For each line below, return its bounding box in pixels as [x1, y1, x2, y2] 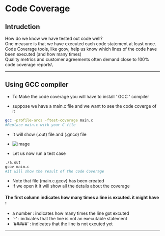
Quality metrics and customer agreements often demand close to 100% [5, 57, 150, 62]
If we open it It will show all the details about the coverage [12, 183, 130, 189]
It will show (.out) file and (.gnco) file [12, 131, 87, 137]
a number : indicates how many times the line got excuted [12, 210, 129, 216]
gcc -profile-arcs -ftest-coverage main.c [5, 118, 93, 123]
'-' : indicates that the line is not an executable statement [12, 216, 128, 222]
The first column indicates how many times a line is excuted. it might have [5, 194, 159, 200]
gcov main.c [5, 164, 29, 170]
